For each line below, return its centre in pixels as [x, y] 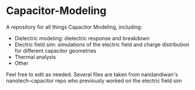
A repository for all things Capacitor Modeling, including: [74, 27]
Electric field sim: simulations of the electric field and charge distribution [102, 44]
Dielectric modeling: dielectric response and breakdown [82, 38]
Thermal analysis [35, 57]
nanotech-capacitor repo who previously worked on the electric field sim [94, 81]
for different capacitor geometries [55, 50]
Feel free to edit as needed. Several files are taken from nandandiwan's [92, 74]
